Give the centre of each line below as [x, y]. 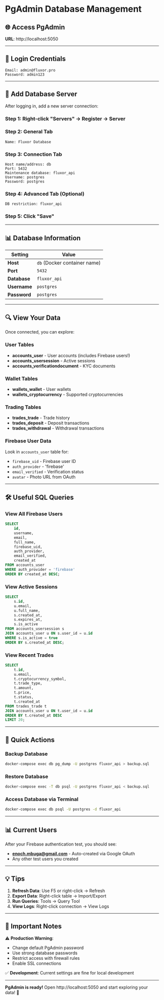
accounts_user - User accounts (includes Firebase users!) [71, 355]
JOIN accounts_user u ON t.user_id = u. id [49, 711]
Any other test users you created [45, 859]
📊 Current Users [31, 830]
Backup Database [26, 754]
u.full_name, [27, 611]
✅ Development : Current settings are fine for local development [70, 973]
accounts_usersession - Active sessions [53, 360]
